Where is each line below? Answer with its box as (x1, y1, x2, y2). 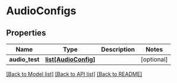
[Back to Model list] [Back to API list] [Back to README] (6, 71, 143, 78)
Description (100, 46, 135, 53)
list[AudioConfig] (45, 55, 96, 63)
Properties (6, 28, 46, 38)
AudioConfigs (6, 4, 77, 18)
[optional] (140, 55, 168, 63)
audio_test (9, 55, 40, 63)
